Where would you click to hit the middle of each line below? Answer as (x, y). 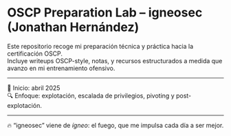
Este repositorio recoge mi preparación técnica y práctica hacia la (100, 46)
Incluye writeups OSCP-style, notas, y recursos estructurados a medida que (115, 60)
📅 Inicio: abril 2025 (34, 88)
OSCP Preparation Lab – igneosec (105, 13)
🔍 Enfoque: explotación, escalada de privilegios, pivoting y (91, 95)
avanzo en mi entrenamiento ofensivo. (61, 68)
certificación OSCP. (35, 54)
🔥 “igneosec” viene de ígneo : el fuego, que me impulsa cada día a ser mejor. (115, 125)
